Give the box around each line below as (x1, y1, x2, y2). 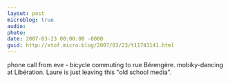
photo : (7, 29, 26, 36)
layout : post (7, 10, 45, 17)
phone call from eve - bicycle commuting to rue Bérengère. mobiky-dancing (7, 61, 223, 69)
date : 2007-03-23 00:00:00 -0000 (7, 36, 104, 43)
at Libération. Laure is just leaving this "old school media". (7, 68, 172, 76)
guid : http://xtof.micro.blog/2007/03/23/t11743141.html (7, 42, 175, 49)
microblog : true (7, 16, 54, 23)
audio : (7, 23, 26, 29)
